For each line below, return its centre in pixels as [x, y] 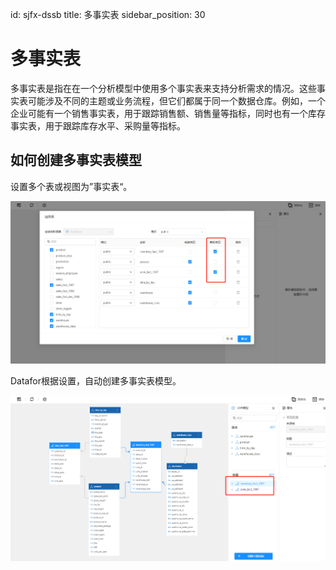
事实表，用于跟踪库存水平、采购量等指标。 [98, 125]
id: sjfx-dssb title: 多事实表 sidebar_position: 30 [108, 14]
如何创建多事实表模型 [76, 160]
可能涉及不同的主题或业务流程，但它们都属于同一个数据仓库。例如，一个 [176, 100]
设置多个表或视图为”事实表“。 [71, 186]
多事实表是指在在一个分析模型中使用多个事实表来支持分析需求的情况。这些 [163, 88]
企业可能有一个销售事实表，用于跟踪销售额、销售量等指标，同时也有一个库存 [168, 113]
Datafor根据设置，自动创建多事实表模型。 [96, 380]
